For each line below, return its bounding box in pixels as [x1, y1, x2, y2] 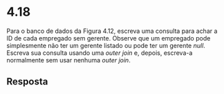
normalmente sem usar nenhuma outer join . [6, 56, 131, 64]
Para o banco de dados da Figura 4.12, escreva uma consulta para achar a [6, 27, 218, 35]
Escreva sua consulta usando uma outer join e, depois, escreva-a [6, 49, 193, 57]
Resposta [6, 76, 48, 88]
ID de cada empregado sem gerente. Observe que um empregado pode [6, 34, 211, 42]
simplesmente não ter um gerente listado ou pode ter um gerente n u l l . [6, 41, 205, 49]
